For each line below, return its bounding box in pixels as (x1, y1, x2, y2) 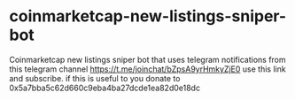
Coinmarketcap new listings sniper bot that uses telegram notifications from (9, 54, 286, 65)
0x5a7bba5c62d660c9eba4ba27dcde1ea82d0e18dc (9, 82, 201, 93)
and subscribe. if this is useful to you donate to (9, 73, 181, 83)
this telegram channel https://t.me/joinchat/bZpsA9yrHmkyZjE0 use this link (9, 64, 286, 74)
